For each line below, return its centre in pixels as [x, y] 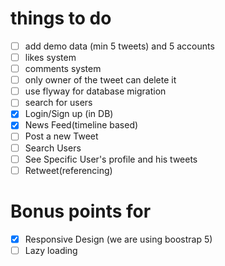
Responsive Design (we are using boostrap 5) [118, 239]
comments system [63, 69]
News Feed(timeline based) [81, 125]
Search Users [53, 148]
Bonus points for [81, 211]
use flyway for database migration [95, 91]
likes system [50, 57]
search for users [58, 103]
